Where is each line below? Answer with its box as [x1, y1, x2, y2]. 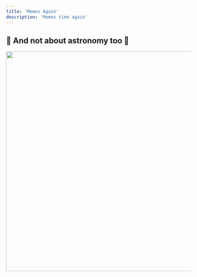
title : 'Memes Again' [6, 8, 59, 15]
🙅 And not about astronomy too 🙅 [6, 36, 130, 46]
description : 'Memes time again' [6, 14, 88, 20]
